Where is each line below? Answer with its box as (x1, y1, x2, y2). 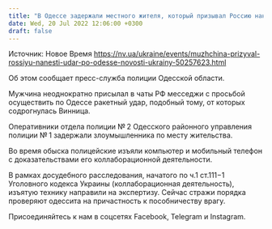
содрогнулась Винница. (8, 106, 91, 116)
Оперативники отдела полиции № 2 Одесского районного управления (8, 122, 253, 132)
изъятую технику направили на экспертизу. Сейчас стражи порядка (8, 188, 246, 197)
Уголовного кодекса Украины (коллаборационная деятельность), (8, 179, 235, 189)
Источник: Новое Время (8, 49, 92, 59)
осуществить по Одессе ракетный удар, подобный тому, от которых (8, 98, 245, 108)
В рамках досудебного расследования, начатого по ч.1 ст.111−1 (8, 171, 225, 180)
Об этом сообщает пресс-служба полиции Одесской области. (8, 74, 225, 83)
